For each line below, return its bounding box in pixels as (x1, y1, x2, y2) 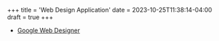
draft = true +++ (7, 13, 54, 21)
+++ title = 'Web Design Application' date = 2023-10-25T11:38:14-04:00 (7, 6, 213, 14)
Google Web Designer (17, 27, 81, 34)
